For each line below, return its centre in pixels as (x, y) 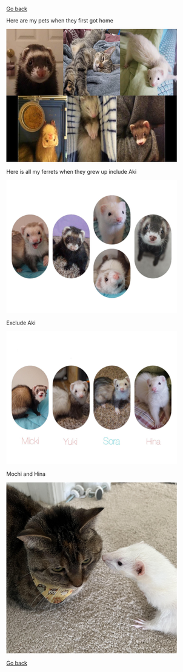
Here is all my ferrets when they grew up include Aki (72, 172)
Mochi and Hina (26, 474)
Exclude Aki (21, 323)
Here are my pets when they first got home (60, 20)
